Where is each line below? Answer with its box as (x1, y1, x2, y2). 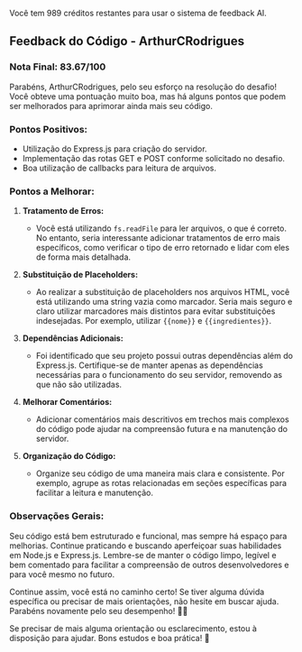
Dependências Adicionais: (22, 333, 124, 344)
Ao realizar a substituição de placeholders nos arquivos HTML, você (35, 287, 290, 298)
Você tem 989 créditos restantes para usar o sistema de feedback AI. (9, 8, 268, 18)
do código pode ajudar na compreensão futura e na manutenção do (35, 424, 288, 435)
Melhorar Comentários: (22, 397, 113, 408)
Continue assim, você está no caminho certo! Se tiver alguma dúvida (9, 586, 265, 597)
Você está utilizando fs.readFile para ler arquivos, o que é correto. (35, 223, 287, 234)
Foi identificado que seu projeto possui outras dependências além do (35, 351, 293, 362)
